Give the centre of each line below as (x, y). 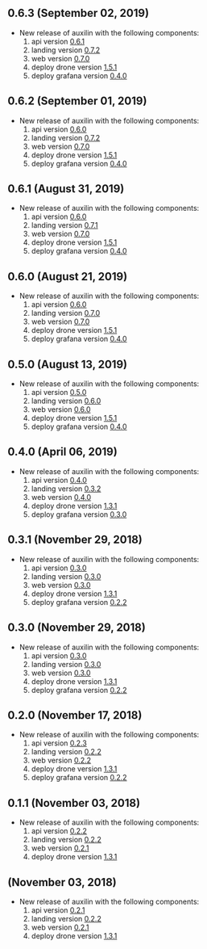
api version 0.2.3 (59, 743)
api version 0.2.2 (59, 831)
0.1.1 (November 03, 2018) (74, 803)
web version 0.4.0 (61, 497)
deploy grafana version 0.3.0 (79, 514)
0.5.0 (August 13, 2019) (68, 364)
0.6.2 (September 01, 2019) (77, 101)
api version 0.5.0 (59, 393)
